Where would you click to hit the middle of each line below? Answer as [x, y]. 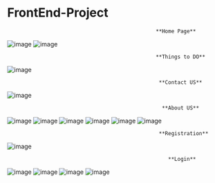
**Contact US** [180, 82]
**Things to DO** [180, 57]
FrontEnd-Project [58, 13]
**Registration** [184, 133]
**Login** [182, 159]
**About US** [180, 108]
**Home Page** [176, 31]
